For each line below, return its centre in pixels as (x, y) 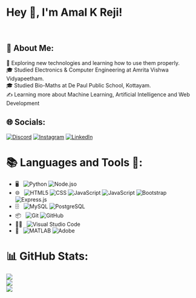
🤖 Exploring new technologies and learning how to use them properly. (93, 63)
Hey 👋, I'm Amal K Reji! (64, 12)
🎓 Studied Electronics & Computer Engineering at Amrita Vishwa (88, 70)
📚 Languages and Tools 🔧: (75, 162)
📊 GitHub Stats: (47, 256)
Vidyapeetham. (25, 78)
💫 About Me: (30, 48)
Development (23, 103)
